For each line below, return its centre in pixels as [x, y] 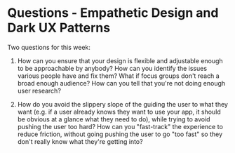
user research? [39, 91]
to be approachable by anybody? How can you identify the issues [112, 68]
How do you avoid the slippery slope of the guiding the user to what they [122, 104]
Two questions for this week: [49, 47]
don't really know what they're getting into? [80, 141]
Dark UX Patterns [59, 28]
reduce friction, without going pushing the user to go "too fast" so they [120, 134]
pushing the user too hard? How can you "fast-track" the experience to [120, 126]
